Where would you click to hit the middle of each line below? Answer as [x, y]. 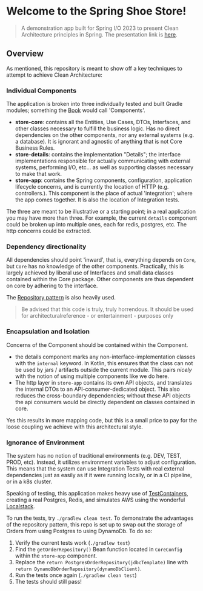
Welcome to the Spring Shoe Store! [96, 11]
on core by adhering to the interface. [52, 286]
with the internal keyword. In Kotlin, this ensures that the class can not [104, 363]
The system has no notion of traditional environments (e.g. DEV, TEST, [94, 455]
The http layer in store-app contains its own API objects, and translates [104, 382]
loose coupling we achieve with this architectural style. [75, 427]
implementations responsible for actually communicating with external [103, 161]
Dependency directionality [46, 247]
